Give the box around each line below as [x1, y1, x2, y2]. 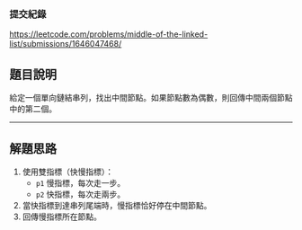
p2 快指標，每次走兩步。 [35, 189, 126, 199]
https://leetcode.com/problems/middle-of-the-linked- [9, 29, 209, 40]
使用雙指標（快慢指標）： [22, 166, 114, 177]
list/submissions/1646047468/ [9, 39, 122, 49]
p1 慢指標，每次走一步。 [35, 177, 126, 188]
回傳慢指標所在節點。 [22, 211, 102, 222]
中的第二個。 [9, 103, 57, 114]
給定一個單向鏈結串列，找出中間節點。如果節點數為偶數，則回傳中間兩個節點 [9, 93, 293, 103]
